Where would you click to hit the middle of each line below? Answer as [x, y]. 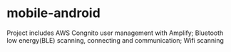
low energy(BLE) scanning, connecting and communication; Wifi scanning [115, 40]
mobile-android [53, 13]
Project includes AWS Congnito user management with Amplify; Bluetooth [115, 33]
